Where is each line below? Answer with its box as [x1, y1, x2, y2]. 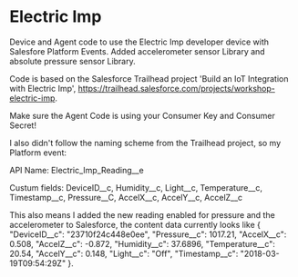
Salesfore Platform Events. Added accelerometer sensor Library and [9, 45, 266, 56]
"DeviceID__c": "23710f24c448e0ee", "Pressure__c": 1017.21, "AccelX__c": [9, 229, 287, 240]
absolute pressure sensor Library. [9, 55, 136, 66]
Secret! [9, 120, 36, 131]
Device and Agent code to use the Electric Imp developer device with [9, 36, 270, 47]
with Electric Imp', [9, 83, 77, 94]
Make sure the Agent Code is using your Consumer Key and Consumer [9, 110, 275, 121]
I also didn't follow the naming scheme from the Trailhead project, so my [9, 137, 282, 148]
